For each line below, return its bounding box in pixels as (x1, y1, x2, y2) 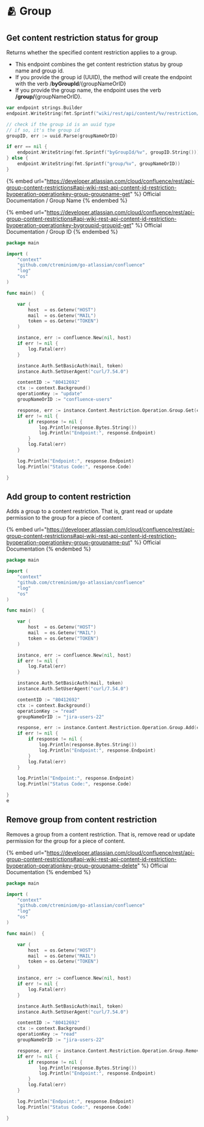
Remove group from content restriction (6, 814, 157, 825)
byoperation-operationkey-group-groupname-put (6, 539, 131, 546)
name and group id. (15, 67, 64, 74)
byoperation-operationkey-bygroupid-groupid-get (6, 221, 132, 228)
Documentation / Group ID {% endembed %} (6, 228, 118, 235)
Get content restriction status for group (6, 32, 159, 43)
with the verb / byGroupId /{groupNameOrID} (15, 80, 126, 87)
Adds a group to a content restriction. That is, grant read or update (6, 507, 173, 515)
